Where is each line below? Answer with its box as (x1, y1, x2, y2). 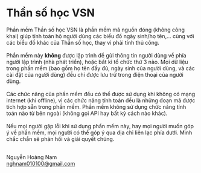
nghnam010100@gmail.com (6, 160, 75, 167)
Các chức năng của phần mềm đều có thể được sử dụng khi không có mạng (6, 90, 196, 97)
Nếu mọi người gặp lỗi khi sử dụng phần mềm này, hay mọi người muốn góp (6, 122, 194, 129)
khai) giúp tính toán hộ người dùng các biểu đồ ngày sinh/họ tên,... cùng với (6, 32, 194, 39)
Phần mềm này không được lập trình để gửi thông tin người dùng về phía (6, 51, 187, 59)
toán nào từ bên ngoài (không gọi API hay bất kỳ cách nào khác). (6, 109, 168, 117)
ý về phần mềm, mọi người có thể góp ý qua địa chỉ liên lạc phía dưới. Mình (6, 129, 193, 136)
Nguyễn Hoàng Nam (6, 153, 57, 160)
